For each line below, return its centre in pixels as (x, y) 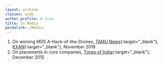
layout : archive (22, 10)
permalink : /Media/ (25, 28)
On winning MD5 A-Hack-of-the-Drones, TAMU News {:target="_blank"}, (85, 42)
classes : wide (20, 14)
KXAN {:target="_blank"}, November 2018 (54, 47)
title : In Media (22, 23)
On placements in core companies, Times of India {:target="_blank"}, (81, 52)
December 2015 (28, 57)
